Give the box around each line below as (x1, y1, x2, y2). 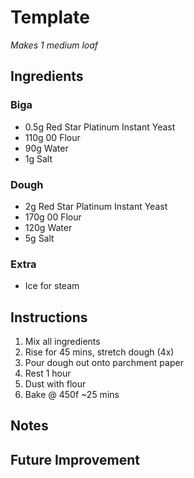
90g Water (24, 142, 69, 154)
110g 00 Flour (24, 131, 81, 143)
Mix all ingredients (24, 336, 101, 348)
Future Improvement (10, 451, 140, 468)
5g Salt (24, 232, 55, 244)
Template (10, 6, 90, 29)
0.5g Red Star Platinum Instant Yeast (24, 121, 176, 133)
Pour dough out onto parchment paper (24, 357, 184, 369)
